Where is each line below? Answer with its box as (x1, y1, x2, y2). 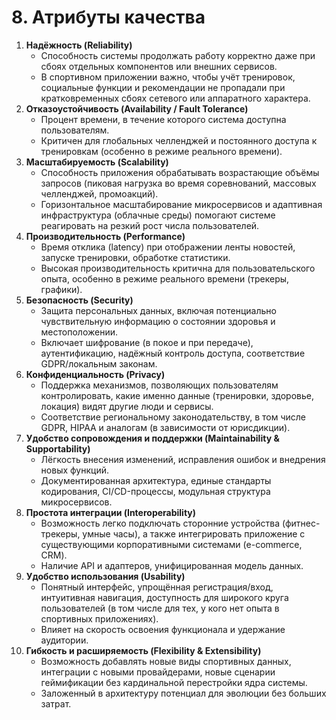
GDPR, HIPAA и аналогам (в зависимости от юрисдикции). (40, 421, 291, 433)
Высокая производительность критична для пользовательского (40, 262, 316, 274)
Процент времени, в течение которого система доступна (40, 113, 287, 125)
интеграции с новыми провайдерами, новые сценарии (40, 666, 276, 678)
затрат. (40, 697, 72, 710)
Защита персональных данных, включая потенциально (40, 304, 277, 316)
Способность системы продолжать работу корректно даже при (40, 49, 316, 61)
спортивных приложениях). (40, 612, 159, 625)
